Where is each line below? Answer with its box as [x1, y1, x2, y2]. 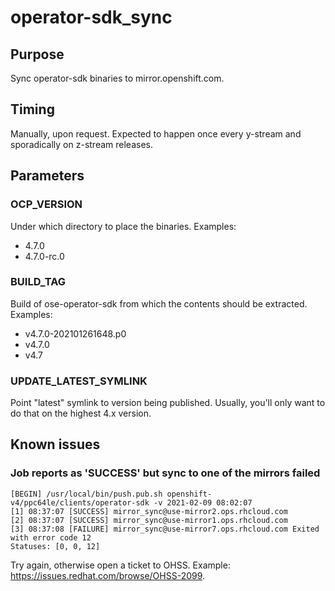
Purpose [10, 46, 65, 63]
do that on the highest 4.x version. [10, 407, 152, 420]
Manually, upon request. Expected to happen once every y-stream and [10, 127, 302, 140]
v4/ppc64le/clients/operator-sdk [10, 497, 150, 508]
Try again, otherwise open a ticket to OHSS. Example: [10, 559, 231, 571]
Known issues [10, 436, 101, 453]
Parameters [10, 167, 85, 185]
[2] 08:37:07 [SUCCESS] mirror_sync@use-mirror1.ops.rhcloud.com [10, 515, 288, 525]
